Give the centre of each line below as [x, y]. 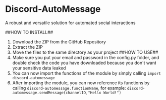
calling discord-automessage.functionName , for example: [69, 88]
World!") [112, 93]
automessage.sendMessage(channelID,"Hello [57, 93]
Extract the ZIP [28, 47]
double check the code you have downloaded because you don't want [84, 63]
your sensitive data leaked [39, 68]
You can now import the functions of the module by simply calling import [86, 73]
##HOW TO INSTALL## [29, 32]
